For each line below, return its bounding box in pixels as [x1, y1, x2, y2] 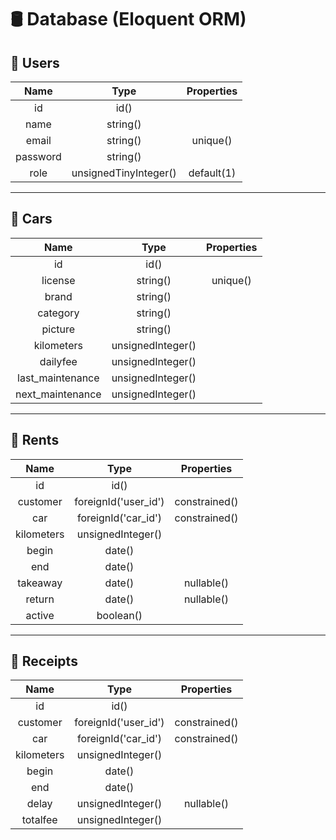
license [41, 273, 76, 287]
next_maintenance [15, 387, 102, 401]
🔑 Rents [10, 432, 60, 449]
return [25, 592, 55, 606]
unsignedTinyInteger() [71, 166, 177, 180]
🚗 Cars [10, 211, 53, 228]
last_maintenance [17, 371, 100, 385]
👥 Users [10, 54, 60, 71]
